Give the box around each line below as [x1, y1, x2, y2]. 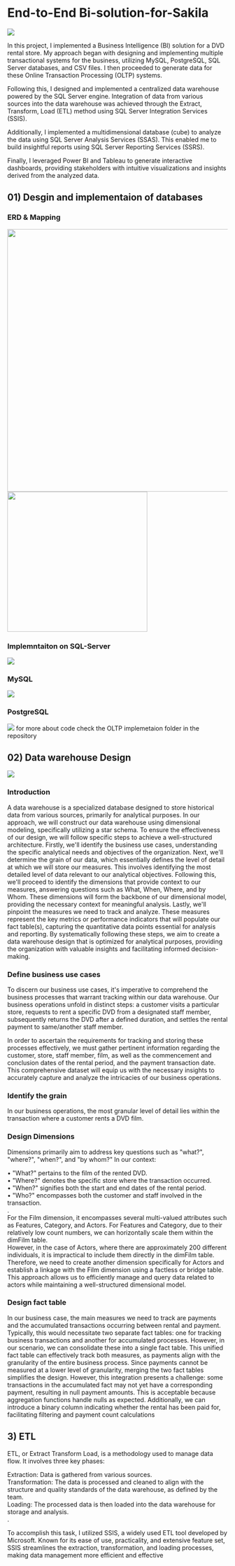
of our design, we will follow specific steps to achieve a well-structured [7, 833, 213, 841]
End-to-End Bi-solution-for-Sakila [7, 5, 209, 21]
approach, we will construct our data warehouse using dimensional [7, 818, 201, 826]
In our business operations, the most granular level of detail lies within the [7, 1107, 220, 1115]
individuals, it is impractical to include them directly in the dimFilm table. [7, 1250, 215, 1259]
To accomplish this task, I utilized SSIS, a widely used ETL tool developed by [7, 1528, 227, 1537]
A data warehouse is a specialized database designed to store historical [7, 803, 215, 812]
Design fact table [7, 1298, 66, 1308]
